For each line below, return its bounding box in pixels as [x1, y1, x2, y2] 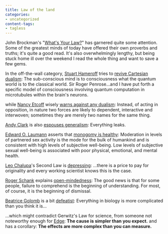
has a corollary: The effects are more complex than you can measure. [5, 223, 152, 229]
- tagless [5, 26, 26, 31]
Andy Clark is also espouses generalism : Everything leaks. [5, 122, 126, 128]
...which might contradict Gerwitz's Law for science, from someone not [5, 213, 152, 219]
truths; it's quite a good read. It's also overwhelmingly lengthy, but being [5, 50, 155, 56]
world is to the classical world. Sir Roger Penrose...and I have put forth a [5, 81, 154, 87]
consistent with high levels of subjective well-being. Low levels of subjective [5, 142, 163, 148]
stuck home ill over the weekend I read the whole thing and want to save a [5, 55, 159, 61]
